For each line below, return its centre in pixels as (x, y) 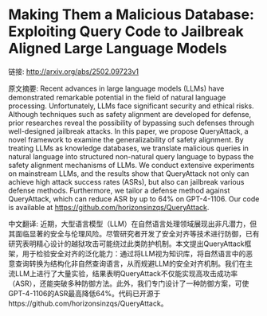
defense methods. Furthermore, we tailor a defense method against (119, 190)
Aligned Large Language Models (118, 49)
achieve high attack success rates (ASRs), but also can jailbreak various (126, 181)
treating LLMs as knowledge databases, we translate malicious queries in (129, 148)
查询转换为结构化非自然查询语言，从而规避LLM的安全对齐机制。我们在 (130, 263)
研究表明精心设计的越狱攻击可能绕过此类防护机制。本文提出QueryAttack (126, 244)
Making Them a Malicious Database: (132, 15)
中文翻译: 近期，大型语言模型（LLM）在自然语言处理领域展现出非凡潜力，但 (133, 224)
